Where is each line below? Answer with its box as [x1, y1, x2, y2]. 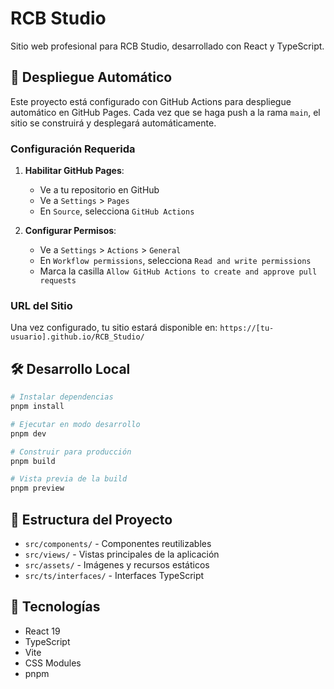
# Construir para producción [10, 447, 132, 457]
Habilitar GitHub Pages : [24, 165, 125, 177]
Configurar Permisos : [24, 225, 117, 237]
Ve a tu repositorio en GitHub [39, 184, 160, 196]
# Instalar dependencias [10, 392, 114, 402]
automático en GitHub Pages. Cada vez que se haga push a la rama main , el [10, 106, 321, 118]
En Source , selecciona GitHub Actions [39, 205, 195, 217]
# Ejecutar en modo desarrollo [10, 419, 141, 429]
